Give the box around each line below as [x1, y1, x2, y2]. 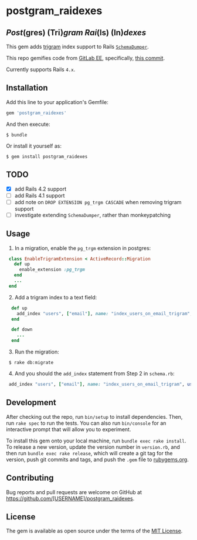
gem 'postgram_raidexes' [6, 110, 67, 116]
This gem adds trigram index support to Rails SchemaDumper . [6, 43, 150, 50]
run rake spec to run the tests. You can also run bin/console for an [6, 419, 167, 426]
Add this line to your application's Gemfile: [6, 98, 108, 105]
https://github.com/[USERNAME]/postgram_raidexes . [6, 495, 135, 502]
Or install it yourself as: [6, 142, 62, 149]
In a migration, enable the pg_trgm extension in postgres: [14, 244, 151, 251]
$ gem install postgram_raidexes [6, 154, 88, 159]
